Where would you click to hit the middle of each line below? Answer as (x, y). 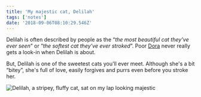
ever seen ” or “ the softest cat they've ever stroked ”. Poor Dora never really (98, 46)
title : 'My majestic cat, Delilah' (51, 12)
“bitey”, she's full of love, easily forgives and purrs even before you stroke (97, 70)
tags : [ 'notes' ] (26, 17)
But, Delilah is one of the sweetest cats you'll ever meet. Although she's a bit (100, 64)
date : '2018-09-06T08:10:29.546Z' (49, 23)
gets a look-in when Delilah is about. (51, 52)
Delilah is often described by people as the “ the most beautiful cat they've (98, 40)
